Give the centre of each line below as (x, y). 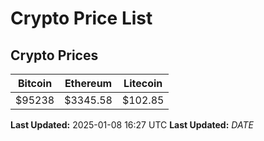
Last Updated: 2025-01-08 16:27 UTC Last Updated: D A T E (132, 125)
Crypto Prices (54, 55)
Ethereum (88, 83)
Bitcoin (35, 83)
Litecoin (143, 83)
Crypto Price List (81, 18)
